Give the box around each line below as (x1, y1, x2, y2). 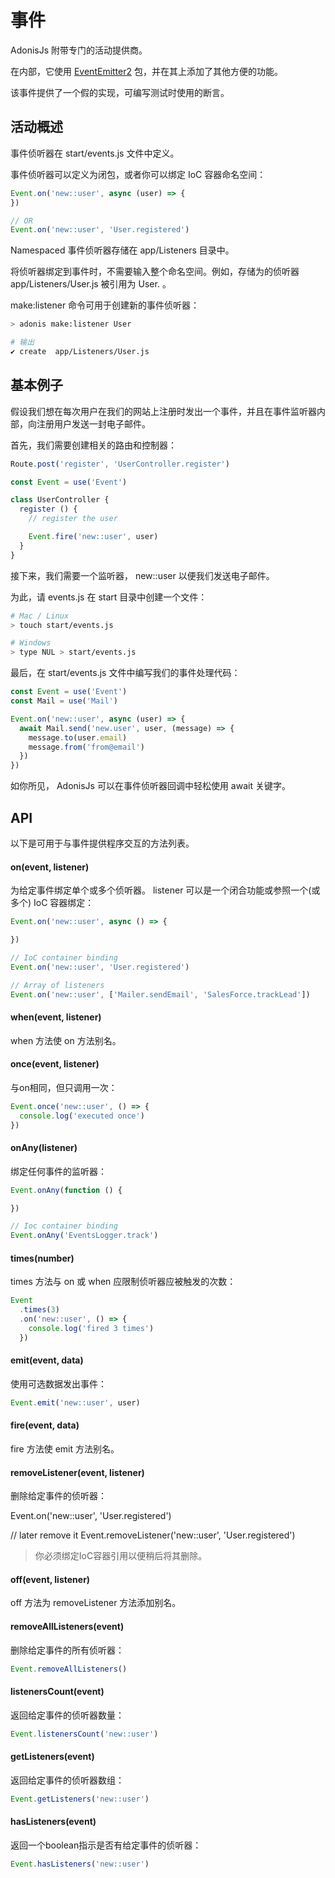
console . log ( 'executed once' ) (19, 1111, 145, 1121)
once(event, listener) (10, 1058, 100, 1070)
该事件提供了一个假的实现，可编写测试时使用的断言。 (10, 86, 230, 98)
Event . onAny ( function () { (10, 1185, 123, 1195)
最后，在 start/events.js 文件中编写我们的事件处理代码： (10, 667, 241, 679)
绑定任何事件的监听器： (10, 1165, 107, 1177)
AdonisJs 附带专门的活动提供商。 (10, 44, 148, 56)
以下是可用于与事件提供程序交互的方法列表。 (10, 837, 195, 849)
